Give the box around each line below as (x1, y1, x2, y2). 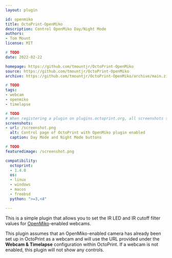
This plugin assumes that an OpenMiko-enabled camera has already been (5, 230, 161, 236)
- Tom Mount (5, 36, 31, 41)
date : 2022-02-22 (5, 54, 42, 59)
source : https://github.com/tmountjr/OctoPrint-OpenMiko (5, 69, 130, 74)
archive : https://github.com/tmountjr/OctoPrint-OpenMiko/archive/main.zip (5, 73, 170, 78)
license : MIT (5, 41, 33, 46)
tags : (5, 88, 17, 93)
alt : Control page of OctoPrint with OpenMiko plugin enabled (10, 130, 145, 135)
